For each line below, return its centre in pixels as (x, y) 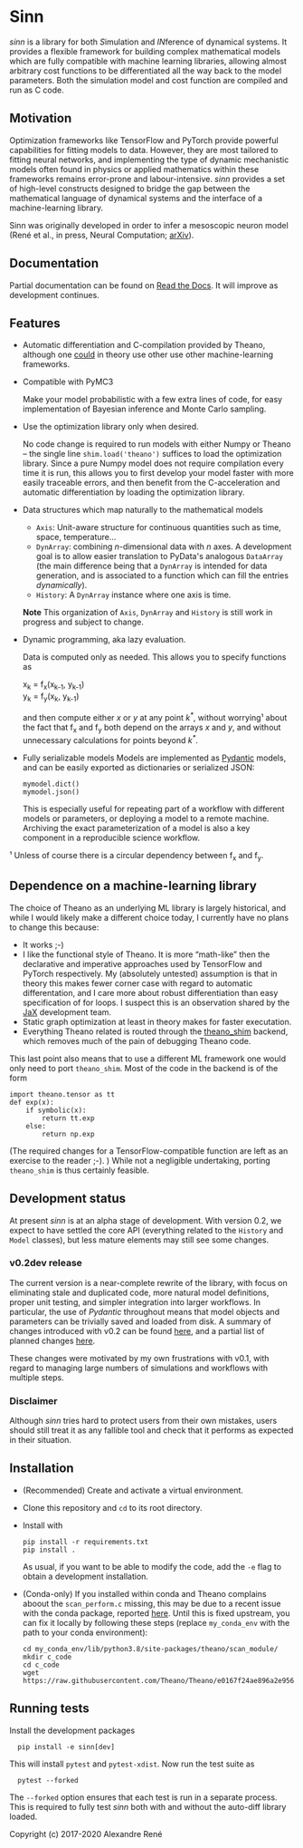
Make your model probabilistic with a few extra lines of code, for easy (152, 400)
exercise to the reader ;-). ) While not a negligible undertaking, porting (140, 1160)
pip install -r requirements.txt (85, 1542)
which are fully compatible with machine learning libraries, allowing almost (148, 61)
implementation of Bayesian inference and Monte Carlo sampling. (144, 409)
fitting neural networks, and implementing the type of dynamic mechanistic (149, 160)
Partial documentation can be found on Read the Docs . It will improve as (144, 285)
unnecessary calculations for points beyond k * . (110, 740)
